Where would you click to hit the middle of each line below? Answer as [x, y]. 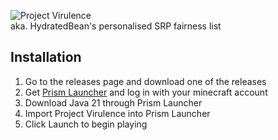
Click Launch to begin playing [86, 124]
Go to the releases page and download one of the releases [145, 81]
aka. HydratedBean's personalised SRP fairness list [116, 26]
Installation [46, 57]
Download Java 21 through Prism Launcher [113, 102]
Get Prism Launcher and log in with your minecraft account [146, 92]
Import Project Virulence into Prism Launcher [117, 113]
